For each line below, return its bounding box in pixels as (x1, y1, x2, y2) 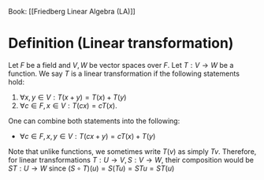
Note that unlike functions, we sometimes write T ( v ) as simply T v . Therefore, (8, 146, 257, 156)
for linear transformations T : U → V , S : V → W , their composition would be (8, 155, 255, 164)
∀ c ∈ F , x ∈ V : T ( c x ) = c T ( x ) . (19, 100, 117, 110)
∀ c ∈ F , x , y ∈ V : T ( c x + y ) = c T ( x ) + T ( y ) (19, 131, 156, 141)
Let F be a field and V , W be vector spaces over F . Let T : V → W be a (8, 60, 234, 69)
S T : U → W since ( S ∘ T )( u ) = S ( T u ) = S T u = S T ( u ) (8, 163, 175, 173)
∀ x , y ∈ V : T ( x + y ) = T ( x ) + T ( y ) (19, 92, 127, 102)
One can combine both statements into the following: (8, 116, 180, 126)
